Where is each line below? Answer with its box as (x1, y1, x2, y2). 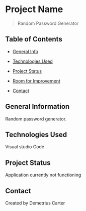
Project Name (5, 4, 63, 15)
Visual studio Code (5, 144, 44, 150)
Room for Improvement (12, 77, 60, 84)
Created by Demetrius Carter (5, 200, 65, 206)
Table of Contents (5, 35, 63, 44)
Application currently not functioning (5, 172, 81, 178)
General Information (5, 102, 70, 111)
